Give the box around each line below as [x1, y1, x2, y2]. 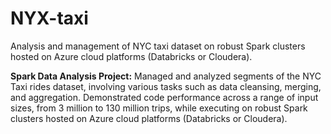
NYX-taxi [10, 7, 89, 30]
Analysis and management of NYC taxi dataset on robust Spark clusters [10, 40, 306, 52]
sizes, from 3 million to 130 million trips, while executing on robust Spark [10, 102, 308, 114]
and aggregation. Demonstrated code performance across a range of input [10, 91, 319, 103]
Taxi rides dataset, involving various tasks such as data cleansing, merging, [10, 80, 322, 92]
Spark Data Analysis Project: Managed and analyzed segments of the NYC [10, 70, 322, 82]
